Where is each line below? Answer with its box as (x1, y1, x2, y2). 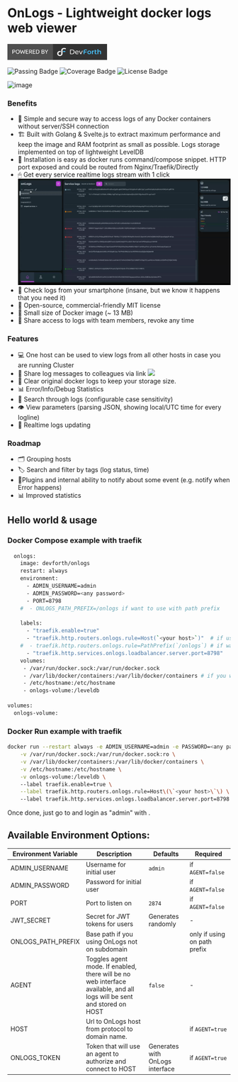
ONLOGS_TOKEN (10, 1053, 61, 1061)
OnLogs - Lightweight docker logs (7, 5, 212, 21)
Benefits (7, 98, 38, 108)
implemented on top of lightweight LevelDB (17, 147, 144, 157)
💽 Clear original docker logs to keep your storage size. (17, 377, 176, 385)
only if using (189, 930, 225, 938)
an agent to (86, 1049, 119, 1058)
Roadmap (7, 438, 41, 448)
